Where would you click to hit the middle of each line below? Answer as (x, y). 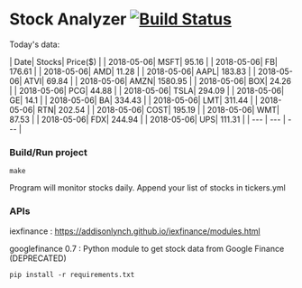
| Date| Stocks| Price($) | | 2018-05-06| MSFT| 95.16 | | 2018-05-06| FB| (143, 61)
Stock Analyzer (68, 19)
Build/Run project (48, 152)
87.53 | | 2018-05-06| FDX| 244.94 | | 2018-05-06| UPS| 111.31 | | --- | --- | (148, 119)
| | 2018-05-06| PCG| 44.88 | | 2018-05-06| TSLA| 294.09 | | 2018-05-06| (147, 90)
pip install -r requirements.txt (72, 274)
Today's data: (35, 44)
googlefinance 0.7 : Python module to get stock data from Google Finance (147, 248)
